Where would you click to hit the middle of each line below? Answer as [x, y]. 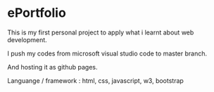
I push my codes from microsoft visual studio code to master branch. [107, 53]
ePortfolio [37, 13]
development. [27, 39]
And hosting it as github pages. [52, 67]
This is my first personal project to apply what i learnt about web [101, 32]
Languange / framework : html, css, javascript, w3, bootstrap [96, 80]
